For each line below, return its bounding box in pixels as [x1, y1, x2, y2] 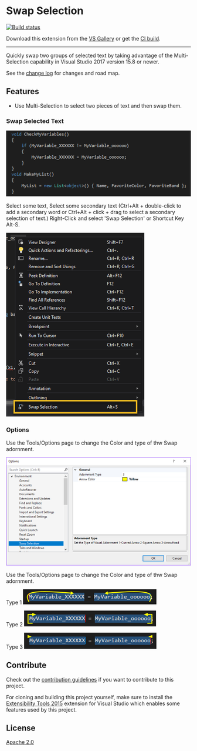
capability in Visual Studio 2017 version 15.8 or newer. [30, 58, 159, 65]
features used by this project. [6, 706, 77, 713]
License [6, 723, 36, 733]
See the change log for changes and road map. [6, 69, 120, 76]
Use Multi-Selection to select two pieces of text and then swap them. [14, 102, 182, 109]
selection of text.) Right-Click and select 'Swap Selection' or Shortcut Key [6, 215, 185, 222]
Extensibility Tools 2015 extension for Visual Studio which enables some [6, 700, 180, 707]
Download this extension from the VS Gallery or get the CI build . [6, 35, 161, 42]
